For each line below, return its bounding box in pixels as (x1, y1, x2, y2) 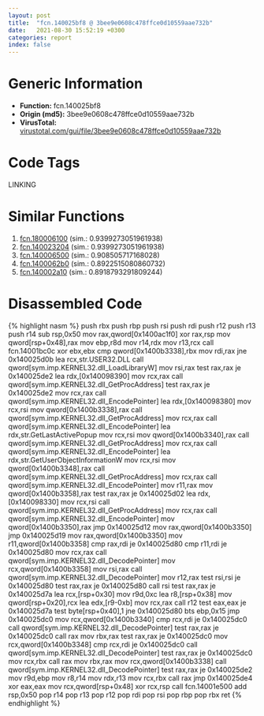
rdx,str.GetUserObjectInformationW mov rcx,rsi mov (8, 455, 177, 464)
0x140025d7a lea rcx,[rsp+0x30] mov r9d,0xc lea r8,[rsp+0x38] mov (8, 589, 232, 598)
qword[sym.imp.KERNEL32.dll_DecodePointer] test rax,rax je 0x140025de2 (8, 665, 253, 674)
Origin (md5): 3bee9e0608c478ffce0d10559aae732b (19, 110, 195, 119)
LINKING (8, 180, 37, 189)
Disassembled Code (8, 295, 143, 313)
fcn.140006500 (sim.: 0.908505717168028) (19, 250, 160, 260)
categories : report (8, 33, 73, 42)
